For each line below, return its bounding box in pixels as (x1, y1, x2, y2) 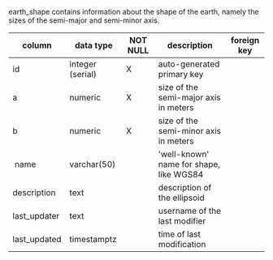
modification (158, 239, 206, 249)
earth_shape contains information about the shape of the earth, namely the (8, 7, 259, 16)
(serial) (69, 69, 97, 79)
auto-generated (158, 58, 220, 70)
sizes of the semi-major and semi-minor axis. (8, 15, 160, 25)
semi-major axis (158, 92, 221, 103)
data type (74, 40, 113, 51)
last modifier (158, 215, 206, 226)
